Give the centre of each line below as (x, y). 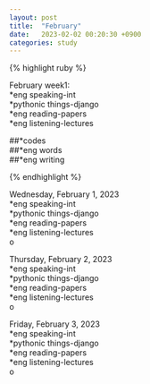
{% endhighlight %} (46, 177)
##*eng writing (37, 160)
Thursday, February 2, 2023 (61, 260)
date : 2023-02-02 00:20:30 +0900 (75, 34)
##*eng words (36, 150)
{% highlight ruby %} (48, 68)
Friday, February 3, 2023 (55, 324)
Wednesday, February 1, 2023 (64, 194)
